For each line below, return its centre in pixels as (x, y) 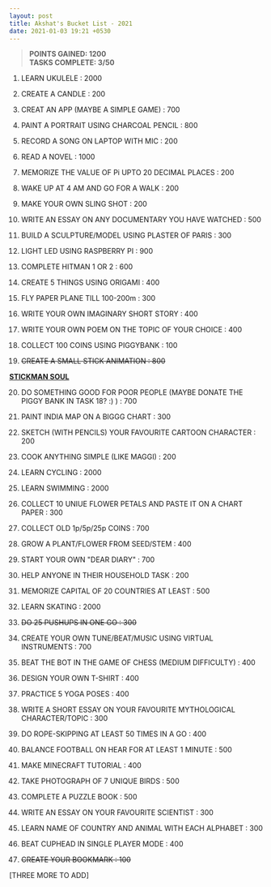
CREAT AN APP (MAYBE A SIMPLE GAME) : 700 (100, 109)
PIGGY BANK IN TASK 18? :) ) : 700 (79, 401)
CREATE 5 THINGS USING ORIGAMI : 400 (90, 283)
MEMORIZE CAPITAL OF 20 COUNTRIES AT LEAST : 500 (115, 591)
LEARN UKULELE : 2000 (61, 79)
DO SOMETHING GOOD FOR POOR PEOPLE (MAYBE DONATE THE (132, 392)
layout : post (31, 16)
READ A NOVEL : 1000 (58, 157)
